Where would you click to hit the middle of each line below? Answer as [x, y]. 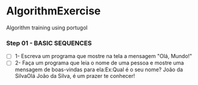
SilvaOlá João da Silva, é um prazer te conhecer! [75, 76]
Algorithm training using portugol [47, 28]
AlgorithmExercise [54, 11]
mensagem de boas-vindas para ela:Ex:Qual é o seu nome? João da [99, 69]
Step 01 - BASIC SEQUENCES [49, 43]
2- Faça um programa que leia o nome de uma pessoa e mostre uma [99, 63]
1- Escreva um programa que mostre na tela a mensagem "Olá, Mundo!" [103, 56]
